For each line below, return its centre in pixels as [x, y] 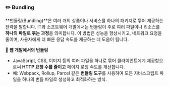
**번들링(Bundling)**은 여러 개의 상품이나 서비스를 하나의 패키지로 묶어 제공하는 [84, 20]
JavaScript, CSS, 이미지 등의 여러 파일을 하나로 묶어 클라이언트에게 [79, 60]
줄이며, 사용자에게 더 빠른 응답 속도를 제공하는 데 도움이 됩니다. [67, 39]
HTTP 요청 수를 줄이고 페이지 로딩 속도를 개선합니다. [73, 67]
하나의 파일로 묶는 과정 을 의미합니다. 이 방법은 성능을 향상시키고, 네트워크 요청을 [84, 33]
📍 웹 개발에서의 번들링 [27, 50]
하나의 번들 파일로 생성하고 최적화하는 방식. [64, 79]
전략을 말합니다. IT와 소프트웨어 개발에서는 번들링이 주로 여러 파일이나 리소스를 [83, 27]
